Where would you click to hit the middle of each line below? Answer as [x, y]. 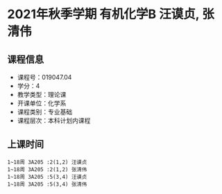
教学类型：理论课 [42, 95]
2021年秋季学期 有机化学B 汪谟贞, [103, 14]
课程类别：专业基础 [45, 112]
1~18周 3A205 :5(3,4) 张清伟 [47, 184]
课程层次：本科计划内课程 [54, 121]
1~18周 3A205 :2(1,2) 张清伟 [47, 169]
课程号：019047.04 [44, 77]
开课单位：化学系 [42, 103]
